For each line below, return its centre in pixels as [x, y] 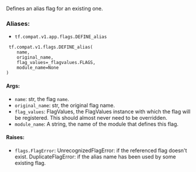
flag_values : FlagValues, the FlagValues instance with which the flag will [102, 112]
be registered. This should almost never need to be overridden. [91, 117]
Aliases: [18, 23]
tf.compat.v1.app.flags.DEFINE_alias [61, 37]
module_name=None [38, 68]
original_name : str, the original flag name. [65, 105]
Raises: [15, 137]
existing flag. [30, 163]
